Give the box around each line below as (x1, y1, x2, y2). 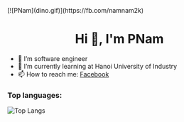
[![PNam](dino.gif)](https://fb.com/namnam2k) (7, 6, 144, 14)
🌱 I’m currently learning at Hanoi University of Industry (17, 62, 178, 70)
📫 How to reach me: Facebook (17, 70, 109, 78)
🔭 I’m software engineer (17, 54, 88, 62)
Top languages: (7, 90, 63, 100)
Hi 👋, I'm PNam (75, 31, 164, 48)
